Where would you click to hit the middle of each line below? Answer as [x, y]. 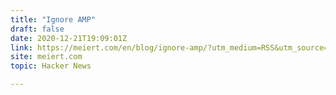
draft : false [37, 29]
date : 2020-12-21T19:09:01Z [69, 38]
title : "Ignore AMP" [53, 19]
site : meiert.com [46, 57]
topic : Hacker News [51, 66]
